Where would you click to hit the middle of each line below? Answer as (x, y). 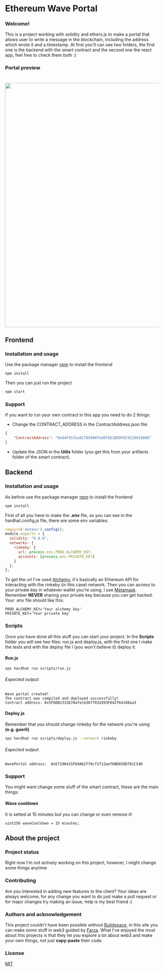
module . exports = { (25, 534)
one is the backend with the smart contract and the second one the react (79, 50)
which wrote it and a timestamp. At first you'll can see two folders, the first (80, 45)
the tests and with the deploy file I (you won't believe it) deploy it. (71, 647)
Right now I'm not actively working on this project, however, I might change (81, 863)
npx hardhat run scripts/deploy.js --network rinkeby (61, 738)
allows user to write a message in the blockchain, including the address (77, 40)
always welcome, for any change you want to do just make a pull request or (81, 896)
